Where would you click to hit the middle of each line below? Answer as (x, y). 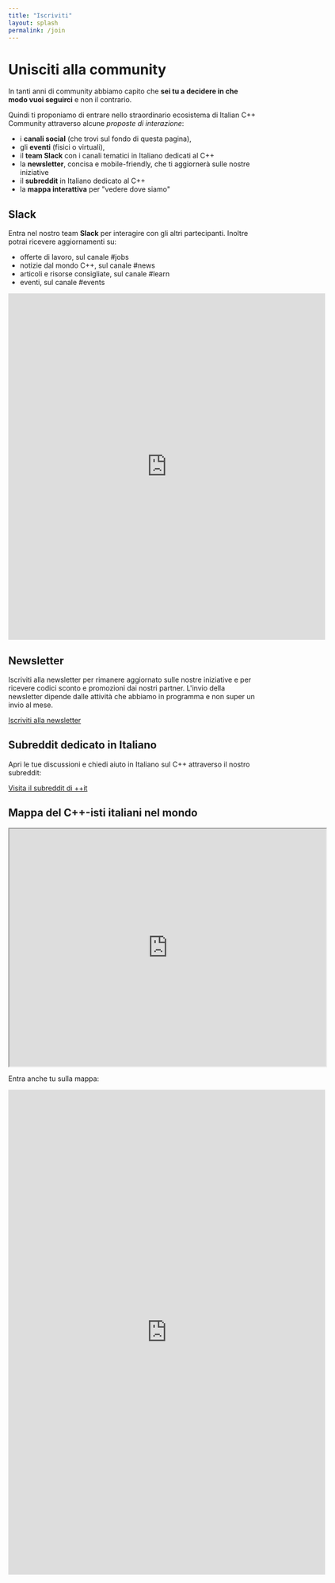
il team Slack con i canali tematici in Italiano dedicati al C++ (117, 156)
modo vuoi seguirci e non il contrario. (70, 100)
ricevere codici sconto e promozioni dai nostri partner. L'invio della (117, 688)
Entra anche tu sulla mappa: (54, 1079)
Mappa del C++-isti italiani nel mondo (103, 813)
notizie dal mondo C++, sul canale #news (88, 265)
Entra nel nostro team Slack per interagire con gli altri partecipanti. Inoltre (128, 234)
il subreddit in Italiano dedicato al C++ (82, 181)
